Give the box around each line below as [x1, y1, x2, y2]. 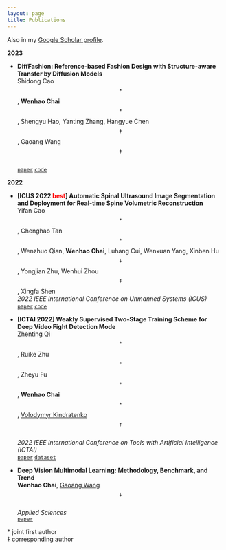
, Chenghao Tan [16, 226, 63, 235]
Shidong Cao [16, 76, 54, 85]
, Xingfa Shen [16, 287, 56, 295]
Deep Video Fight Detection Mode [16, 322, 116, 330]
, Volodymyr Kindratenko [16, 410, 88, 419]
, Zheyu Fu [16, 370, 47, 379]
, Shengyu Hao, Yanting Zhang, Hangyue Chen [16, 117, 150, 125]
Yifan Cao [16, 206, 45, 214]
